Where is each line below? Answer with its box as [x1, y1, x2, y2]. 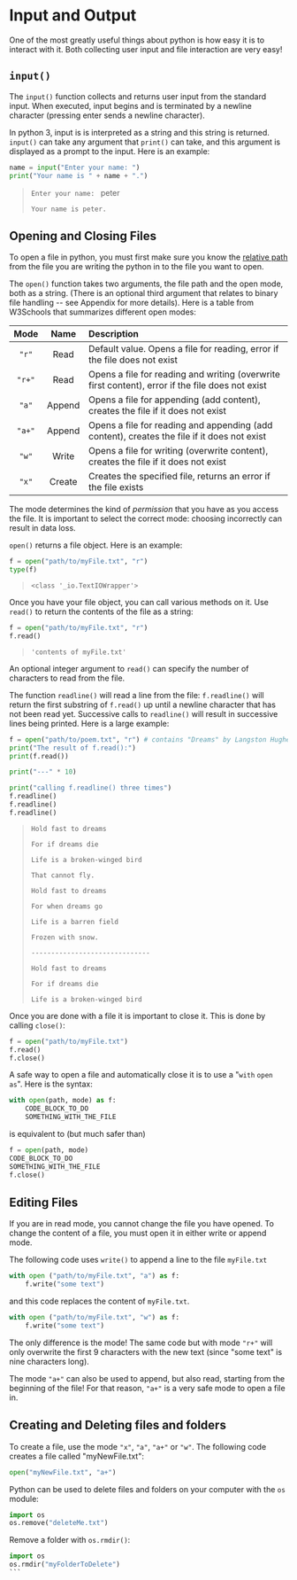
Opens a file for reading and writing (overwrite [88, 369, 281, 381]
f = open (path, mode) [9, 1146, 89, 1155]
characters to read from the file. [9, 673, 126, 683]
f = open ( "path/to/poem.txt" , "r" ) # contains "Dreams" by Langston [9, 735, 267, 744]
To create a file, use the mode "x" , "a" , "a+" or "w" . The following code [9, 1441, 267, 1452]
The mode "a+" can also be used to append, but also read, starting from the [9, 1373, 286, 1383]
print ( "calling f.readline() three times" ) [9, 783, 172, 793]
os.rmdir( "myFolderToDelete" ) [9, 1561, 121, 1569]
